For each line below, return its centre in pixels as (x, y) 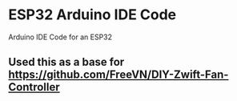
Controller (34, 87)
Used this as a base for (66, 62)
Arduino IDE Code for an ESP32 (60, 37)
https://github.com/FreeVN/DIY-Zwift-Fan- (118, 75)
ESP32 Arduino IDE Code (92, 15)
